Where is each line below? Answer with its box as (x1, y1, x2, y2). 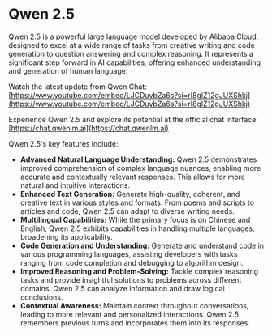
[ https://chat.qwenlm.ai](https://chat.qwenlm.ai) (8, 123, 169, 133)
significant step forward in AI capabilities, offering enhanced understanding (8, 57, 261, 67)
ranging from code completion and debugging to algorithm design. (19, 257, 244, 267)
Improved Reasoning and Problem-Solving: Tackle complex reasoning (19, 266, 259, 276)
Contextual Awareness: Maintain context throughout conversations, (19, 300, 249, 310)
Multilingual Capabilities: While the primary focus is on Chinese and (19, 215, 251, 224)
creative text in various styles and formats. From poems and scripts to (19, 198, 254, 207)
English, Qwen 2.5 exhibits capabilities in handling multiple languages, (19, 223, 255, 233)
